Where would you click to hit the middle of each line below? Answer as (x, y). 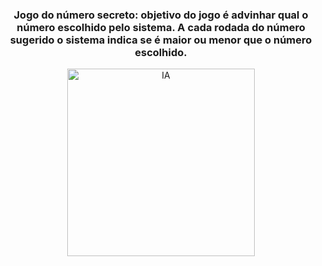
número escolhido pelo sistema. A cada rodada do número (161, 27)
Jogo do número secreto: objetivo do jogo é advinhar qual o (161, 15)
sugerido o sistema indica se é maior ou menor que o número (161, 40)
